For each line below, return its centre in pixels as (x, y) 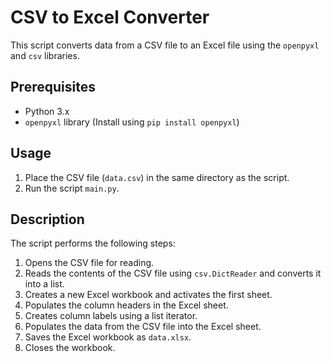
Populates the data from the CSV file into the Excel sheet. (143, 327)
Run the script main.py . (72, 188)
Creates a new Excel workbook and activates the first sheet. (148, 295)
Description (47, 219)
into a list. (44, 284)
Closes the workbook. (70, 348)
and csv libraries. (45, 55)
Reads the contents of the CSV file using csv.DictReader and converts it (173, 273)
